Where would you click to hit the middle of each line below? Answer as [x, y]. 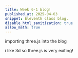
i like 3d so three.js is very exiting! [39, 51]
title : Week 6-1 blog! [28, 9]
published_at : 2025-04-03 [31, 14]
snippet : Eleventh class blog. [37, 18]
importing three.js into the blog [36, 41]
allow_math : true [23, 28]
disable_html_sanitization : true [39, 23]
